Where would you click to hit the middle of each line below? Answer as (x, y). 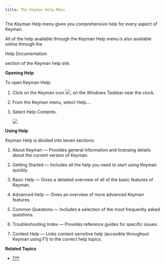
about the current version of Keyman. (50, 155)
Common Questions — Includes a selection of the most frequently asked (86, 209)
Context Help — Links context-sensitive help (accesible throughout (81, 234)
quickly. (20, 170)
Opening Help (20, 73)
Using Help (17, 131)
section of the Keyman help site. (38, 63)
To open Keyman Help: (28, 82)
